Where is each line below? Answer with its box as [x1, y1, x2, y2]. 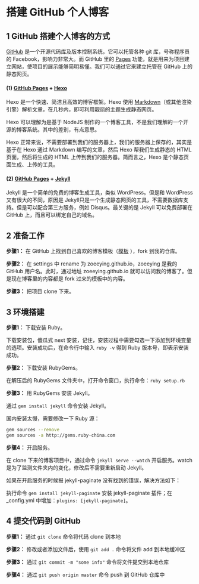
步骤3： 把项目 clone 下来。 [6, 288, 75, 295]
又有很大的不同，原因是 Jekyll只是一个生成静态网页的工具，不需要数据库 [6, 196, 184, 203]
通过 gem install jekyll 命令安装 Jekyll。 [6, 402, 110, 409]
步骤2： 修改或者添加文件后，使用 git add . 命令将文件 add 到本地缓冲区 [6, 545, 185, 552]
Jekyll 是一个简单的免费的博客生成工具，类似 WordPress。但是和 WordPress [6, 189, 193, 196]
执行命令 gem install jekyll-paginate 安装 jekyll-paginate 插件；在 [6, 489, 172, 496]
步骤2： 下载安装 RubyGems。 [6, 364, 81, 372]
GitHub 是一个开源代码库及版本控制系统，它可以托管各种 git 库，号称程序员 [6, 48, 190, 55]
